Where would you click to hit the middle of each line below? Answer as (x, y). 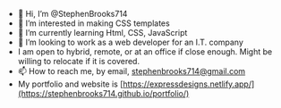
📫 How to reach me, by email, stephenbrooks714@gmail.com (132, 71)
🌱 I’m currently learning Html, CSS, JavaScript (102, 33)
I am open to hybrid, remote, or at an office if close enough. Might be (145, 52)
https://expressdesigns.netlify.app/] (189, 84)
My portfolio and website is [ (70, 84)
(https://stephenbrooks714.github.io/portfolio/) (103, 93)
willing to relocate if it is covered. (79, 61)
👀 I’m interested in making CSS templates (94, 23)
